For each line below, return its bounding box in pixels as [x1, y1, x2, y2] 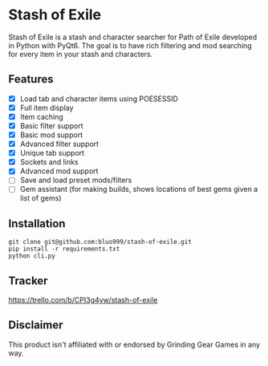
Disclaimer [8, 319, 63, 332]
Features [8, 72, 54, 86]
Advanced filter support [19, 139, 99, 149]
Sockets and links [19, 157, 79, 167]
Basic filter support [19, 120, 83, 130]
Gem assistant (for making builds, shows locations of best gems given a [19, 185, 258, 194]
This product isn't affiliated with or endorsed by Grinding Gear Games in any [8, 340, 261, 349]
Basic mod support [19, 130, 83, 140]
